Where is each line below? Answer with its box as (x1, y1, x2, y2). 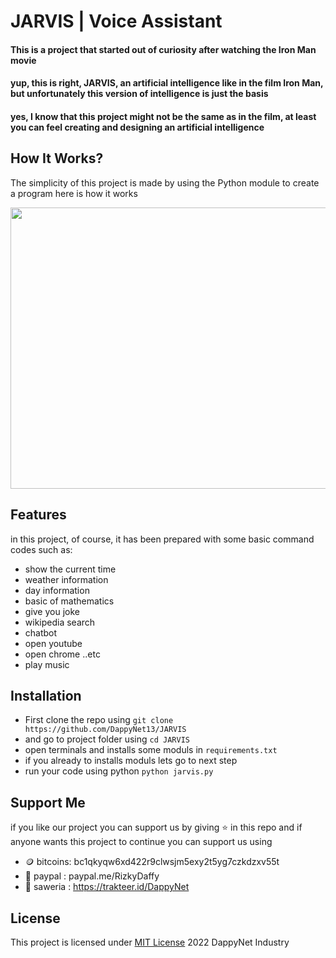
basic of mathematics (24, 595, 115, 607)
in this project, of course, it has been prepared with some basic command (10, 533, 315, 545)
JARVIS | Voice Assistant (10, 10, 223, 33)
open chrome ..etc (24, 648, 101, 660)
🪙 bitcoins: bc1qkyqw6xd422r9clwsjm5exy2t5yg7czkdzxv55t (24, 856, 280, 868)
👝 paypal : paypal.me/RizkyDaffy (24, 870, 160, 882)
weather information (24, 573, 109, 585)
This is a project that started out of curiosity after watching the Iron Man (10, 43, 317, 55)
